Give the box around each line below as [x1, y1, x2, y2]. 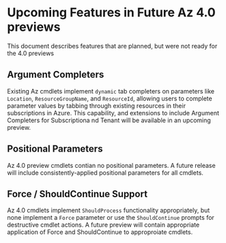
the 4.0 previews [7, 49, 55, 57]
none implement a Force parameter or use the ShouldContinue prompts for [7, 214, 215, 222]
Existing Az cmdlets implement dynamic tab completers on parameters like [7, 87, 215, 95]
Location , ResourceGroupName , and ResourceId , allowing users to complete [7, 94, 213, 102]
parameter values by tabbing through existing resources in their [7, 101, 186, 110]
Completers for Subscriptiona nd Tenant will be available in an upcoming [7, 116, 212, 124]
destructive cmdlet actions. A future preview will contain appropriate [7, 220, 200, 229]
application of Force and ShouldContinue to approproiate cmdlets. [7, 228, 193, 236]
